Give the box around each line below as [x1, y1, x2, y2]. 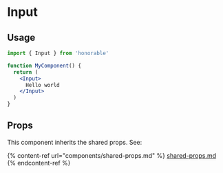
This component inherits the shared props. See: [7, 138, 142, 146]
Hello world [25, 81, 60, 88]
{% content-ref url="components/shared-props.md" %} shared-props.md [7, 151, 217, 159]
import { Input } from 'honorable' [7, 50, 109, 57]
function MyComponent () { [7, 62, 81, 69]
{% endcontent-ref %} [7, 159, 71, 167]
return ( [13, 68, 39, 76]
